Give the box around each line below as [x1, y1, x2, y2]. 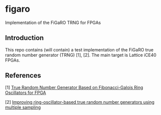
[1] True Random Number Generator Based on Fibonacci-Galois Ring [5, 84, 143, 90]
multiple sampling [5, 104, 41, 110]
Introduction [5, 34, 44, 42]
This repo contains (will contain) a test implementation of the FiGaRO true [5, 46, 154, 52]
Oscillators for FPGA [5, 90, 46, 95]
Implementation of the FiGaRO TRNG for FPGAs [5, 20, 101, 25]
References [5, 71, 41, 80]
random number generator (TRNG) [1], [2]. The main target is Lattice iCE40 [5, 52, 157, 58]
